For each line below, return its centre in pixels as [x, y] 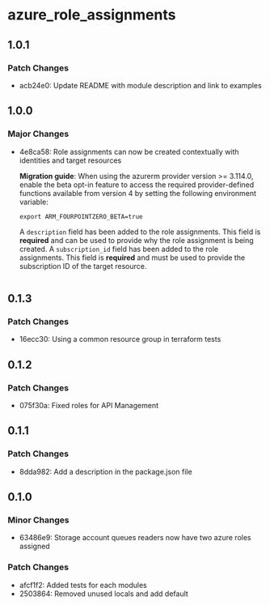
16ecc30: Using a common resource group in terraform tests [120, 339]
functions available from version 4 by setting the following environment [137, 193]
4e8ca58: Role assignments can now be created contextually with [129, 151]
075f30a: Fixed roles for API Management [89, 405]
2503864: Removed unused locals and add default [104, 594]
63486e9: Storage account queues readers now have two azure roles [135, 538]
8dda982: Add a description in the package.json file [105, 471]
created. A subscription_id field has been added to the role [119, 249]
